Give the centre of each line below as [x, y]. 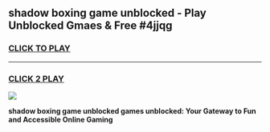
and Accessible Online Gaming [61, 119]
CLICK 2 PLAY [36, 78]
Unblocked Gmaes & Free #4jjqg [90, 26]
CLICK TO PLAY [39, 49]
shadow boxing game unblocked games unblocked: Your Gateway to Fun [133, 110]
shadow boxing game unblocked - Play [107, 13]
